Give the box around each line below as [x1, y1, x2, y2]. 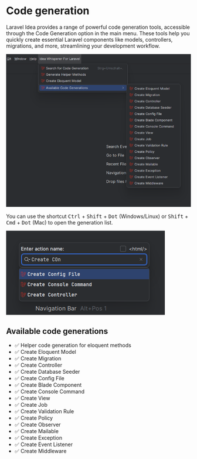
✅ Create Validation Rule [14, 408, 74, 415]
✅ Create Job [14, 401, 48, 408]
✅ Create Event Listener [14, 441, 73, 448]
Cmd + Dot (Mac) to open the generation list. [6, 219, 113, 226]
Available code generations [6, 326, 108, 336]
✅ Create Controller [14, 361, 63, 368]
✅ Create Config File [14, 375, 64, 382]
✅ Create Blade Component [14, 381, 82, 388]
